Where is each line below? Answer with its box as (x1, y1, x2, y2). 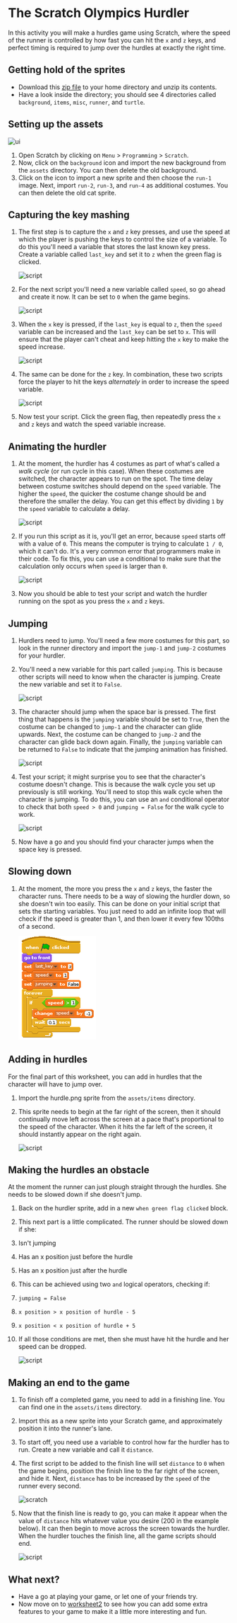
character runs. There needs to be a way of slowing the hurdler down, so (18, 892, 231, 900)
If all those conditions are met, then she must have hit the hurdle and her (18, 1335, 229, 1343)
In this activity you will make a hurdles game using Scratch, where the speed (8, 28, 231, 37)
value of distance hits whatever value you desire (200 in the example (18, 1517, 219, 1525)
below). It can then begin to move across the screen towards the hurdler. (18, 1524, 230, 1533)
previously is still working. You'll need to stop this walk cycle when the (18, 788, 223, 796)
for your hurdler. (18, 651, 66, 660)
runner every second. (18, 1481, 82, 1491)
